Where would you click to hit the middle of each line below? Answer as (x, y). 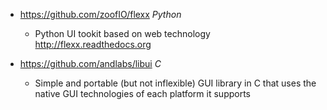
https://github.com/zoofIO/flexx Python (100, 14)
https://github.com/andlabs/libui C (90, 63)
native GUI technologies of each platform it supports (142, 93)
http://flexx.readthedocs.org (93, 44)
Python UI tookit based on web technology (122, 33)
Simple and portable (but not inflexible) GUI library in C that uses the (175, 83)
